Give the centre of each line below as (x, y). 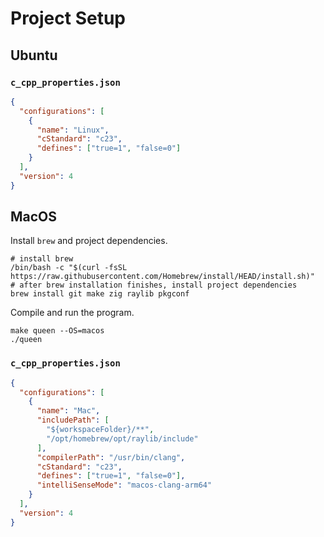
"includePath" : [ (73, 420)
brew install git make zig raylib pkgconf (100, 294)
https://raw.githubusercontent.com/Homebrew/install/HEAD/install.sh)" (162, 277)
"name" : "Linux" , (73, 130)
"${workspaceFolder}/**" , (100, 430)
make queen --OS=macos (57, 331)
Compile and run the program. (72, 313)
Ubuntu (34, 55)
